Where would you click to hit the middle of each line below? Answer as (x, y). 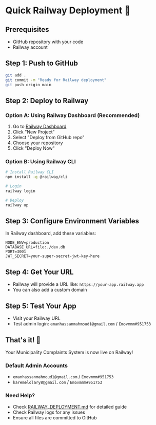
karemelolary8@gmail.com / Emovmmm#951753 (57, 382)
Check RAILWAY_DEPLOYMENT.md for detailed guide (70, 407)
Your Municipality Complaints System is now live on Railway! (69, 352)
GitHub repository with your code (48, 42)
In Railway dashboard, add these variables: (51, 234)
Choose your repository (38, 143)
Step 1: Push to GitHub (42, 63)
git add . (16, 75)
